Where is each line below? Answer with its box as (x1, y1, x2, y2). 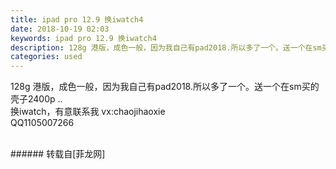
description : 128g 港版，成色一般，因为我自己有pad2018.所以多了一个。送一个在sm (10, 42, 322, 53)
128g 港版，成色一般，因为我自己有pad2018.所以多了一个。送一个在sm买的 (10, 81, 320, 93)
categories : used (10, 52, 83, 62)
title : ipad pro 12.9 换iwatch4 (10, 14, 144, 25)
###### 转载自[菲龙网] (10, 148, 106, 160)
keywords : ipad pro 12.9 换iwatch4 (10, 33, 157, 43)
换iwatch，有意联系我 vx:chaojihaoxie (10, 106, 166, 118)
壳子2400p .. (10, 93, 63, 105)
